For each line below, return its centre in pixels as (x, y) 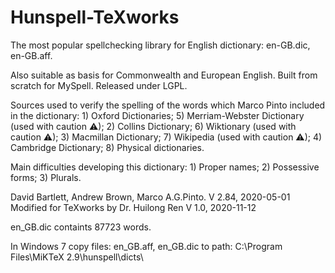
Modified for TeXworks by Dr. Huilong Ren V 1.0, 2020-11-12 (133, 207)
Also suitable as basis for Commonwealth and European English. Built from (164, 75)
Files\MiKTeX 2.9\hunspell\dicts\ (77, 257)
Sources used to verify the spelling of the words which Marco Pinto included (168, 105)
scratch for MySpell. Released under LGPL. (99, 85)
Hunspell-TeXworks (95, 17)
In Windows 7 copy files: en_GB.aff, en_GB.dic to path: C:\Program (146, 246)
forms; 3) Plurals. (46, 177)
